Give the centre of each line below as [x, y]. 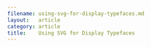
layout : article [34, 20]
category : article [34, 26]
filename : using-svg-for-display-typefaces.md [76, 13]
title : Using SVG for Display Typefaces [71, 33]
